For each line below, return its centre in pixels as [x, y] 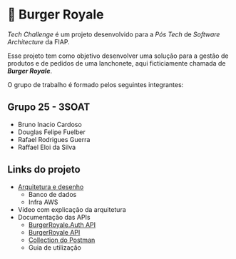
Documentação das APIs [54, 217]
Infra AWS [43, 202]
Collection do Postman [62, 240]
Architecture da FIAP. [39, 41]
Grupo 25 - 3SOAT [49, 107]
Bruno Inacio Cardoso [50, 124]
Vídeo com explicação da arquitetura [72, 209]
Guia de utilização [55, 247]
